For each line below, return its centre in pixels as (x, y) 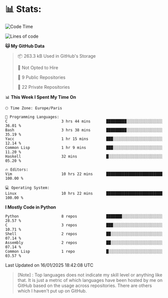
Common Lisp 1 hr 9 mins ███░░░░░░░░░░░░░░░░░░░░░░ (84, 147)
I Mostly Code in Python (31, 207)
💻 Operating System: (28, 188)
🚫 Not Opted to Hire (38, 67)
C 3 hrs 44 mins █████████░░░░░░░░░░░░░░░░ (84, 121)
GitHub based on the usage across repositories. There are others (85, 285)
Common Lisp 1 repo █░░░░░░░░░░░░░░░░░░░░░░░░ (84, 251)
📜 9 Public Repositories (41, 77)
